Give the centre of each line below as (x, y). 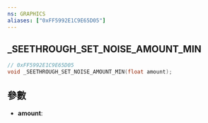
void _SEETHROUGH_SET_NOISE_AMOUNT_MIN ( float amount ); (90, 72)
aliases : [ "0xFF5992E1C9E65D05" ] (57, 20)
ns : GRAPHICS (27, 14)
